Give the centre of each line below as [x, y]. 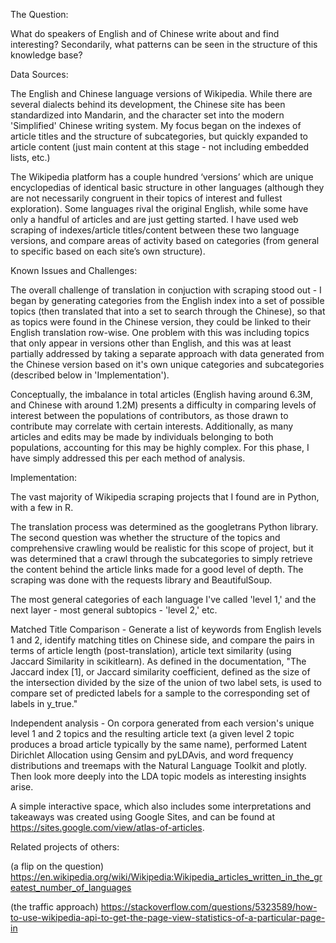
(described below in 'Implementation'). [90, 375]
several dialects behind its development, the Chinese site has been [148, 104]
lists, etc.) [30, 157]
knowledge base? [46, 55]
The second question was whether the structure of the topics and [145, 537]
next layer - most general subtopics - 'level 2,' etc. [114, 610]
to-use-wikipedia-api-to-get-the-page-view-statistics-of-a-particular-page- [168, 917]
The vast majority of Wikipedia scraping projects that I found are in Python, [165, 497]
